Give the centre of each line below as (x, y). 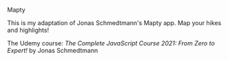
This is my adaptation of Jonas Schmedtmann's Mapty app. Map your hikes (114, 23)
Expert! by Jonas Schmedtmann (53, 50)
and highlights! (28, 30)
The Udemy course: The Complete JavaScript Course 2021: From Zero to (111, 43)
